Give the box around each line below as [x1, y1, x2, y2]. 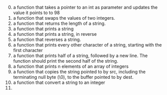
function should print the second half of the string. [13, 58, 118, 64]
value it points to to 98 [13, 10, 60, 16]
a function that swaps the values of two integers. [13, 15, 115, 21]
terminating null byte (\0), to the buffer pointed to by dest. [13, 74, 134, 80]
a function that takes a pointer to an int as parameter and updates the [13, 5, 158, 10]
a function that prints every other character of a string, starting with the [13, 42, 162, 47]
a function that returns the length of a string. [13, 20, 106, 26]
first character [13, 47, 43, 53]
